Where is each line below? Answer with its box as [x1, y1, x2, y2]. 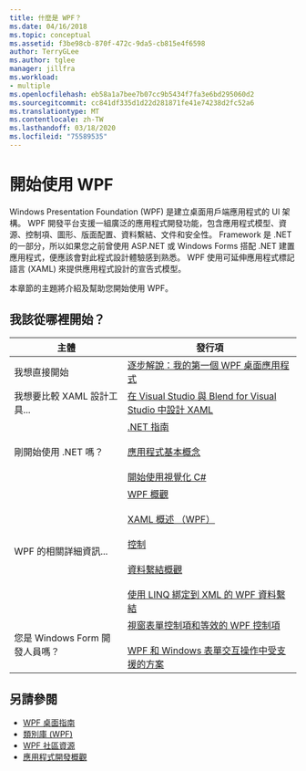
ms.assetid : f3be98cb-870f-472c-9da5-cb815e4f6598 [9, 38, 206, 48]
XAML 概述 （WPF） [127, 513, 216, 526]
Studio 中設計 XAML [127, 403, 214, 416]
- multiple [9, 81, 51, 90]
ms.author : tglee [9, 56, 76, 65]
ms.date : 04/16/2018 [9, 22, 88, 31]
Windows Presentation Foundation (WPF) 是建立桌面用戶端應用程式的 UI [9, 206, 280, 217]
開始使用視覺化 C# [127, 471, 207, 484]
